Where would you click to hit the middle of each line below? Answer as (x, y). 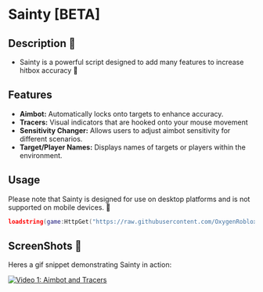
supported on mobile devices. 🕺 (59, 207)
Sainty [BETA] (54, 14)
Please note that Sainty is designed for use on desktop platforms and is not (129, 199)
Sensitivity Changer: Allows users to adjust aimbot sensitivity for (125, 130)
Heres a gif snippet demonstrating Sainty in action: (90, 265)
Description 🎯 (42, 43)
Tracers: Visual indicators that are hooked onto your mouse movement (133, 122)
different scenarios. (51, 139)
